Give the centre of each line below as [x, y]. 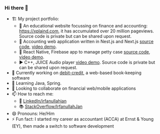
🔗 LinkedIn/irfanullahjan [43, 101]
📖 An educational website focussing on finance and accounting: [83, 26]
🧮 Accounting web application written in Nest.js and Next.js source [86, 42]
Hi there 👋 [17, 8]
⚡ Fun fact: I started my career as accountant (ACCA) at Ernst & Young [82, 119]
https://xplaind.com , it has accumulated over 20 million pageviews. [86, 31]
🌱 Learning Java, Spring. [36, 83]
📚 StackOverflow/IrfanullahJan [51, 107]
